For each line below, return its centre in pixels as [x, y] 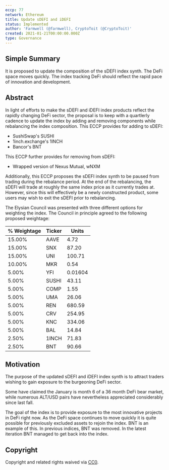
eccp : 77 [14, 10]
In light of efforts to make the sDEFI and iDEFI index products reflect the [80, 110]
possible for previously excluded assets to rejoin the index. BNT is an [77, 423]
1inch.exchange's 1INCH [38, 141]
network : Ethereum [24, 15]
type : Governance [23, 39]
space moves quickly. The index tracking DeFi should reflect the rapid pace [84, 76]
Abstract [19, 98]
